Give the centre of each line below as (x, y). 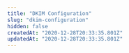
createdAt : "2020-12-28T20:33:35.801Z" (65, 33)
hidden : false (28, 26)
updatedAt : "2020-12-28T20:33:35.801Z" (65, 39)
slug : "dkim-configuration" (48, 20)
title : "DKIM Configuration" (50, 13)
